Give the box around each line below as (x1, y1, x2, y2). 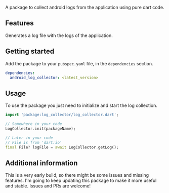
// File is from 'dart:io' (5, 140, 62, 145)
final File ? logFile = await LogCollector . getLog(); (5, 144, 119, 150)
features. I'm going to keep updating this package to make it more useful (5, 177, 157, 184)
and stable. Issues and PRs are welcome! (5, 183, 91, 189)
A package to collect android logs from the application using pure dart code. (5, 5, 164, 10)
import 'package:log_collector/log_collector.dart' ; (5, 112, 119, 118)
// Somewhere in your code (5, 122, 62, 127)
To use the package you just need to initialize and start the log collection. (5, 102, 158, 108)
